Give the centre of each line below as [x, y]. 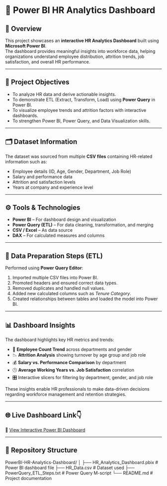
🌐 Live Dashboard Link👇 [43, 415]
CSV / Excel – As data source [42, 230]
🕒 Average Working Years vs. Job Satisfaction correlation [73, 370]
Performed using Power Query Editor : [44, 268]
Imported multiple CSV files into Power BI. [55, 278]
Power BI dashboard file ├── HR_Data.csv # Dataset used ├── [70, 468]
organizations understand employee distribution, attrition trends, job [75, 56]
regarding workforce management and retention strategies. [66, 395]
